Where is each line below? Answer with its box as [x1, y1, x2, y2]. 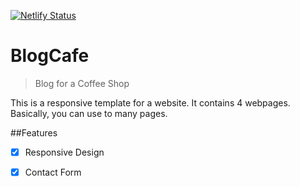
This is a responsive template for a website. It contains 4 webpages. [10, 96, 291, 109]
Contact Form [24, 166, 82, 178]
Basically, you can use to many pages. [10, 107, 168, 119]
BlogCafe [10, 45, 90, 67]
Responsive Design [24, 146, 105, 158]
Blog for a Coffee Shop [34, 77, 130, 89]
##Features [10, 126, 58, 139]
